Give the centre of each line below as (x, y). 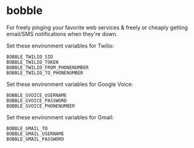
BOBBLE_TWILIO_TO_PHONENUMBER (45, 73)
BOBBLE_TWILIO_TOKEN (33, 62)
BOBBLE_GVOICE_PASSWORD (37, 100)
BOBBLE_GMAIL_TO (27, 129)
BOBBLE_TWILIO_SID (30, 57)
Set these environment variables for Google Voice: (70, 84)
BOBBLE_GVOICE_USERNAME (37, 95)
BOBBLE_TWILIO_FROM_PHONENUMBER (47, 68)
